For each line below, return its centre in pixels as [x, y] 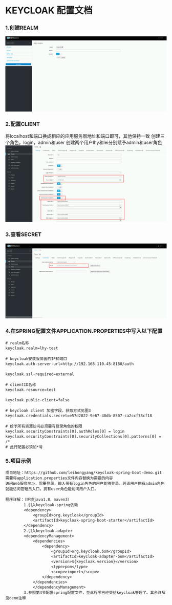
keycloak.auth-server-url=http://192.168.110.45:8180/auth [70, 364]
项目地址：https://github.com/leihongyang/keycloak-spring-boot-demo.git [84, 472]
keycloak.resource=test [31, 390]
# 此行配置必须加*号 [24, 447]
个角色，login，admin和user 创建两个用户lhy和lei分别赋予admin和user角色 [84, 143]
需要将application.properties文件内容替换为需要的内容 [59, 478]
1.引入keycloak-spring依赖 [51, 505]
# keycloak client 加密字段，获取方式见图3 [48, 410]
